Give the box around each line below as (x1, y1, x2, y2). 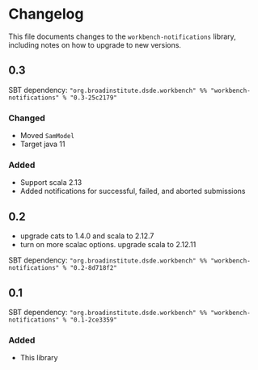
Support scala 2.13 (19, 178, 82, 187)
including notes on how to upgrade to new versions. (8, 40, 182, 49)
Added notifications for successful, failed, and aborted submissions (19, 187, 246, 196)
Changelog (8, 5, 84, 23)
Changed (8, 112, 46, 124)
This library (19, 353, 58, 363)
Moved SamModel (19, 131, 75, 141)
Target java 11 (19, 139, 66, 149)
